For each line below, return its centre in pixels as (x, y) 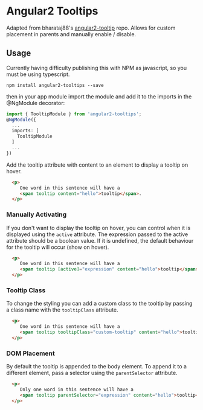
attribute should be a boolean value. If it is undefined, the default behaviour (100, 240)
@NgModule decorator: (36, 103)
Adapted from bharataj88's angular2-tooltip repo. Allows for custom (91, 28)
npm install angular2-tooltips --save (55, 85)
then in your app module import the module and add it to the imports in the (99, 96)
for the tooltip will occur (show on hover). (58, 247)
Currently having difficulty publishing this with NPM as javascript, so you (97, 68)
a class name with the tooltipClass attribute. (63, 310)
